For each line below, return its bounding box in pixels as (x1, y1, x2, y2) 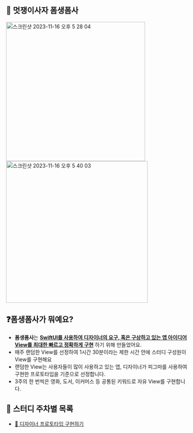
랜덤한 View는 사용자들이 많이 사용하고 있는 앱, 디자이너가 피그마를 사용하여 (14, 363, 187, 370)
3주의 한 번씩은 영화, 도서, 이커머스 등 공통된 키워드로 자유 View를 (14, 377, 166, 385)
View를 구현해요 (14, 356, 52, 363)
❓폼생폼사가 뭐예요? (6, 315, 74, 325)
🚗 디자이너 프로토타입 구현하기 (14, 421, 84, 428)
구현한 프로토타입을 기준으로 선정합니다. (14, 370, 106, 377)
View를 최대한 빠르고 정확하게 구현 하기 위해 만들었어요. (14, 341, 142, 348)
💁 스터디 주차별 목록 (6, 404, 74, 414)
